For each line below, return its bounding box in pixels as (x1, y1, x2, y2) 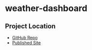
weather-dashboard (5, 3, 88, 14)
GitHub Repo (12, 35, 38, 40)
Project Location (5, 22, 56, 30)
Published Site (12, 40, 41, 46)
